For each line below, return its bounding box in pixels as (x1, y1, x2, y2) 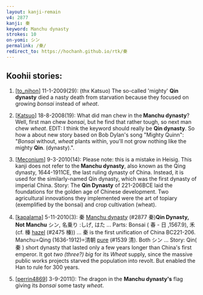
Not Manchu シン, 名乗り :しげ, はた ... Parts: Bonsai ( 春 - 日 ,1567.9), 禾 (15, 221, 195, 228)
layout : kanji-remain (6, 8, 61, 15)
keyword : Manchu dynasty (6, 25, 69, 32)
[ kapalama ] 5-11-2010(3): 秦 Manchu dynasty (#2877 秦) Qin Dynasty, (15, 213, 190, 220)
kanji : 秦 (6, 20, 30, 26)
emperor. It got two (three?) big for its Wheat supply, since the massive (15, 250, 193, 258)
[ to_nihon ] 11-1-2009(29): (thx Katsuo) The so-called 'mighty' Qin (15, 87, 179, 94)
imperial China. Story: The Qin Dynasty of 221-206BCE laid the (15, 181, 173, 189)
